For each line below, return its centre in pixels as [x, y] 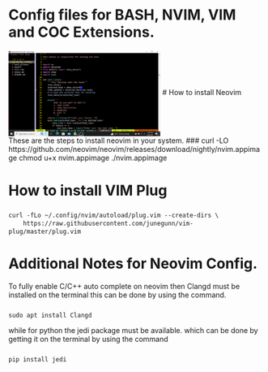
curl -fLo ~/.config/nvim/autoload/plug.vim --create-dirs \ [114, 215]
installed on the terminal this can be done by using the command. [117, 295]
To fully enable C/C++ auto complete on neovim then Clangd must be [124, 286]
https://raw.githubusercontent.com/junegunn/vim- [108, 223]
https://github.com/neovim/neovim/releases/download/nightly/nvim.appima [134, 149]
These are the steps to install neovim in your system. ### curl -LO [119, 141]
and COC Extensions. [82, 32]
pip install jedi [38, 359]
